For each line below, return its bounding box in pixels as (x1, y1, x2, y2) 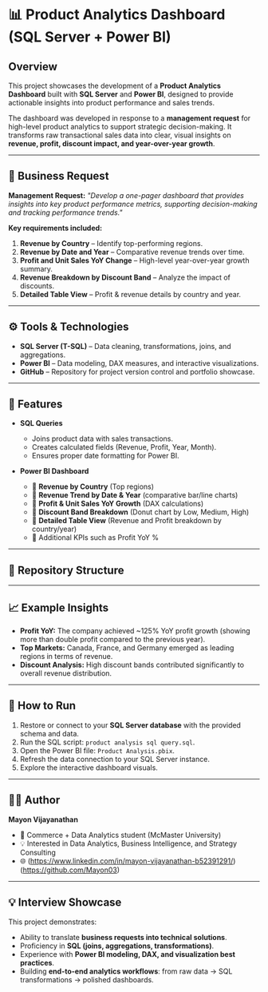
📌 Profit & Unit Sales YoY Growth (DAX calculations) (31, 499, 204, 509)
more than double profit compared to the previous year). (19, 635, 206, 645)
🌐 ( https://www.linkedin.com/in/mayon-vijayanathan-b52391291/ (19, 855, 234, 866)
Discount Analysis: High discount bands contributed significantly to (19, 660, 245, 670)
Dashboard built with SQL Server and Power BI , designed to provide (8, 89, 234, 99)
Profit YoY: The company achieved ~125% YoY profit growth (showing (19, 626, 250, 636)
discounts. (19, 280, 54, 291)
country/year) (31, 524, 77, 534)
